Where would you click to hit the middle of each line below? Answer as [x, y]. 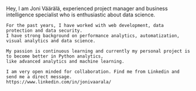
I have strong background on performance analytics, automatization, [93, 36]
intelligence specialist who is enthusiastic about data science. [81, 15]
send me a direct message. [39, 77]
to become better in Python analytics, [55, 56]
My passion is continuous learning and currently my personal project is [98, 51]
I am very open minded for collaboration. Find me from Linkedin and [93, 72]
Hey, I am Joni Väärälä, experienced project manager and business [87, 9]
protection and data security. [44, 31]
